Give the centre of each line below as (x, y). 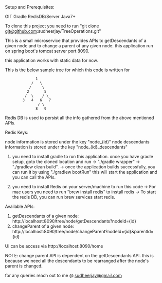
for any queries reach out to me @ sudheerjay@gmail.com (63, 275)
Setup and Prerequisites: (30, 7)
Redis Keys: (17, 132)
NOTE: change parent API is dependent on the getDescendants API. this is (80, 255)
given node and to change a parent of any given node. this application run (79, 46)
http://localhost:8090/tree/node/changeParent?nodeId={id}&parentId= (83, 232)
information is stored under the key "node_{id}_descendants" (66, 147)
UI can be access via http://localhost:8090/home (54, 246)
